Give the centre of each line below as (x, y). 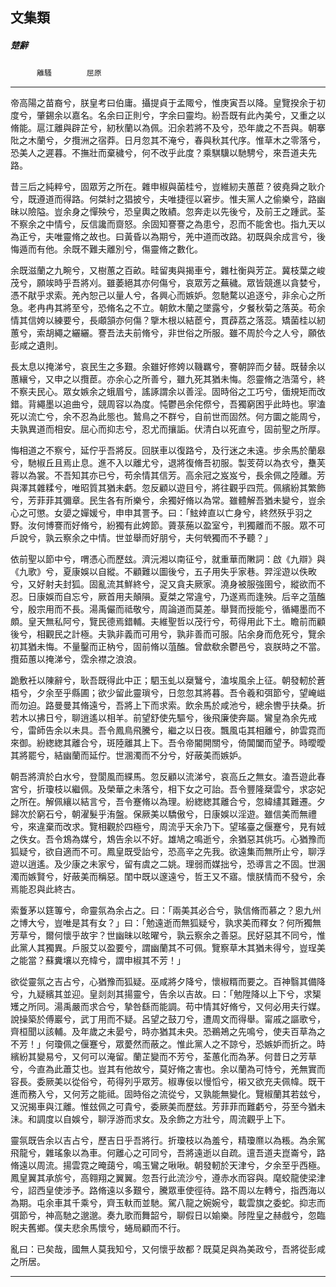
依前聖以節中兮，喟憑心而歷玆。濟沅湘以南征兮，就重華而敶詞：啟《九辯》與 (168, 559)
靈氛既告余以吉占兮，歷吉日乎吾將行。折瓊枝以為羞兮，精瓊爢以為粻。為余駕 (168, 1140)
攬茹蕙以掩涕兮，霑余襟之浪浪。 (76, 659)
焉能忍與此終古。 (45, 889)
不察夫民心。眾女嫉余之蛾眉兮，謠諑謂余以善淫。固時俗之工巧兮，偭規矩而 (163, 392)
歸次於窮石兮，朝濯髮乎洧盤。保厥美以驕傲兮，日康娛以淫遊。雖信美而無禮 (163, 814)
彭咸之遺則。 (36, 345)
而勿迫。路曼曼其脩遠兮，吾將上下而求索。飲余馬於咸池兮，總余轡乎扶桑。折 (168, 705)
